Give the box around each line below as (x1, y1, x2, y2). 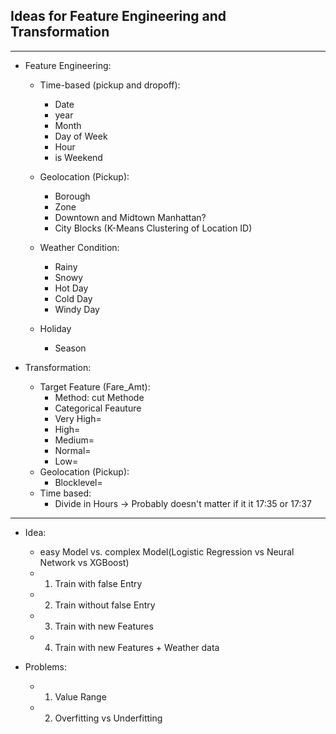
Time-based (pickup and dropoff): (39, 79, 181, 91)
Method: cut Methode (54, 391, 145, 403)
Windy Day (54, 303, 100, 315)
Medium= (54, 434, 95, 446)
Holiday (39, 322, 72, 334)
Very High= (54, 412, 102, 424)
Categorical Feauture (54, 402, 142, 414)
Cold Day (54, 292, 93, 304)
